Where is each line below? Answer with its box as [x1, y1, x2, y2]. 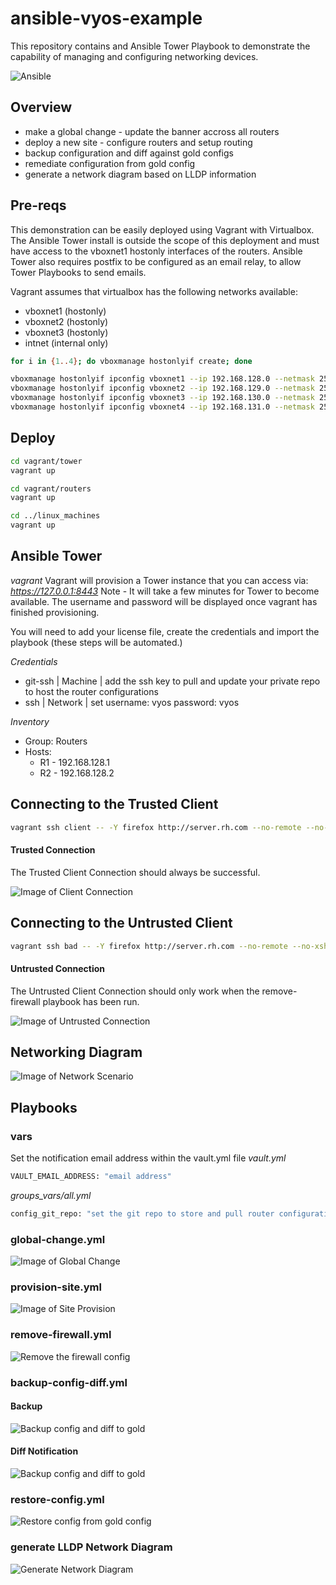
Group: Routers [24, 735, 88, 747]
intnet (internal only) [24, 337, 109, 349]
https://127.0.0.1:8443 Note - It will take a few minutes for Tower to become [10, 585, 320, 597]
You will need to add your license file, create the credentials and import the [10, 625, 320, 637]
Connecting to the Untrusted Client [10, 915, 233, 932]
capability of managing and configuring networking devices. [10, 50, 259, 62]
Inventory [10, 715, 50, 727]
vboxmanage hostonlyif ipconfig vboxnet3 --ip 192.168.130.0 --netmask [10, 393, 315, 403]
